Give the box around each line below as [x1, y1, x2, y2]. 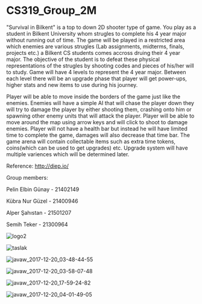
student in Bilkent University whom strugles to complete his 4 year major [6, 30, 187, 37]
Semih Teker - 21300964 [6, 221, 68, 228]
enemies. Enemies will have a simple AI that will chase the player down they [6, 99, 195, 106]
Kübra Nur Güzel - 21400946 [6, 197, 78, 204]
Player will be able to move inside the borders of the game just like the [6, 93, 181, 100]
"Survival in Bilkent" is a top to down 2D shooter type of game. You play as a [6, 24, 197, 31]
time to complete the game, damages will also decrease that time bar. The [6, 131, 190, 139]
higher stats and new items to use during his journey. [6, 81, 138, 88]
